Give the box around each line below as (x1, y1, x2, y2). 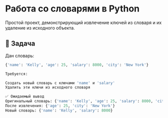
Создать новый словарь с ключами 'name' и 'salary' (5, 80, 115, 85)
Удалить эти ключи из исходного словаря (5, 85, 91, 90)
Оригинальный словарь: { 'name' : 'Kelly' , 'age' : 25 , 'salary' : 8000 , (5, 98, 153, 104)
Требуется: (5, 71, 28, 76)
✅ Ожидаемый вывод (5, 94, 44, 99)
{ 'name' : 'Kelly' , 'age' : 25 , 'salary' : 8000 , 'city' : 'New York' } (5, 62, 149, 67)
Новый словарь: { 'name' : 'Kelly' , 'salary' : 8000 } (5, 108, 113, 113)
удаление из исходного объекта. (5, 24, 75, 30)
